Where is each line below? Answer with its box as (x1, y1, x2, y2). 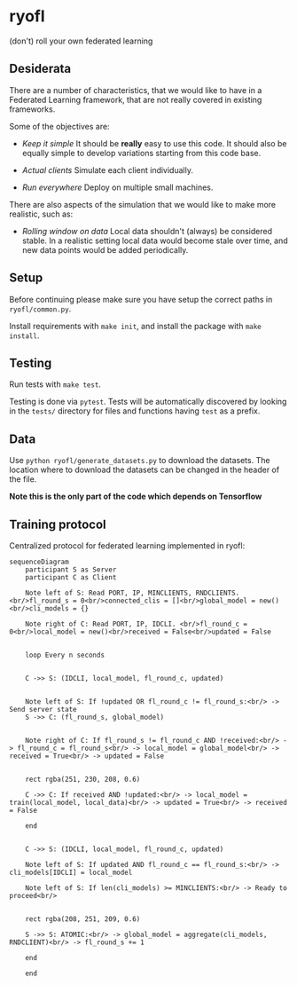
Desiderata (9, 61, 72, 76)
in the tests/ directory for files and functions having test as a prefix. (9, 406, 261, 416)
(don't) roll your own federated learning (9, 35, 153, 46)
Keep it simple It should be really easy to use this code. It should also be (21, 138, 287, 148)
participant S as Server (25, 565, 117, 574)
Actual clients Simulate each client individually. (21, 164, 193, 175)
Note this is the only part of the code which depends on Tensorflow (9, 491, 262, 502)
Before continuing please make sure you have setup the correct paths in (9, 294, 273, 304)
